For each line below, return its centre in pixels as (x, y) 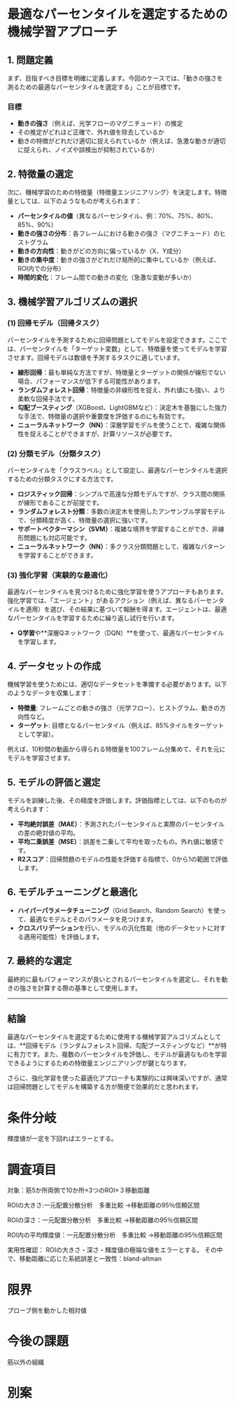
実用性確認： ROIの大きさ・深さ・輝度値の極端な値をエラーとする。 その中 (115, 1250)
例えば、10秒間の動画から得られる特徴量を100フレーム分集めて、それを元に (116, 749)
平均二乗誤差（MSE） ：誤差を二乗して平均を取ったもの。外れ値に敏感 (117, 842)
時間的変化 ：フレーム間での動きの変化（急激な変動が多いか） (106, 277)
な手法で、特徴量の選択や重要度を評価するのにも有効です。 (103, 416)
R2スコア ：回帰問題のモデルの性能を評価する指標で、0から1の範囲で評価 (122, 859)
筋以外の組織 (26, 1363)
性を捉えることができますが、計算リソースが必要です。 (97, 434)
